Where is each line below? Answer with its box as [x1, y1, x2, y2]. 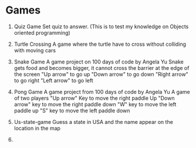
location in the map [13, 125, 61, 132]
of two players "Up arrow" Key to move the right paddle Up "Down [13, 95, 175, 102]
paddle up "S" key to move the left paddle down [13, 107, 130, 114]
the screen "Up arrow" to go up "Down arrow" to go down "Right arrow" [13, 70, 188, 78]
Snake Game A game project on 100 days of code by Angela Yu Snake [13, 58, 184, 65]
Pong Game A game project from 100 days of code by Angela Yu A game [13, 88, 190, 95]
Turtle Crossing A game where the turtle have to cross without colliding [13, 41, 186, 48]
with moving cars [13, 46, 56, 53]
